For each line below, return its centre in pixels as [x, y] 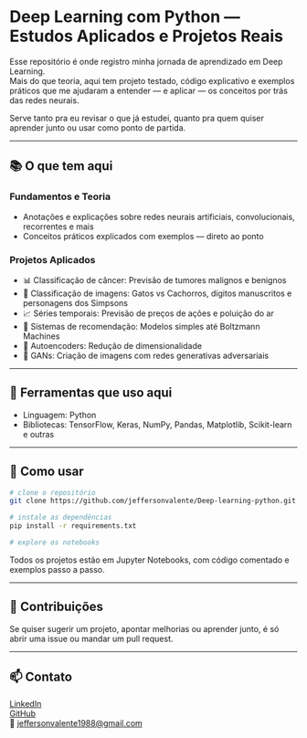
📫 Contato [41, 677]
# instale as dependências [61, 518]
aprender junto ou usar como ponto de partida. [98, 127]
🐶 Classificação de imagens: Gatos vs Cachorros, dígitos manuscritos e [157, 293]
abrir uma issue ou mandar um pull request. [91, 638]
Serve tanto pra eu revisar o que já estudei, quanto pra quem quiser [137, 118]
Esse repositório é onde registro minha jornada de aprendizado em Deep [146, 61]
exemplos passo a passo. [57, 569]
